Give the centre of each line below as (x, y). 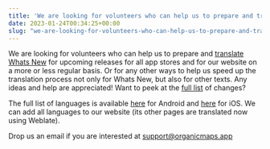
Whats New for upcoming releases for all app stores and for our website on (133, 62)
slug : (17, 31)
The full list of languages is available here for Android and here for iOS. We (132, 103)
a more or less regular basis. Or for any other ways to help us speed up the (132, 71)
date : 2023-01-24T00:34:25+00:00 (64, 23)
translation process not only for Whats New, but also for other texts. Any (128, 79)
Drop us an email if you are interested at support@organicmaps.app (121, 136)
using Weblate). (34, 121)
